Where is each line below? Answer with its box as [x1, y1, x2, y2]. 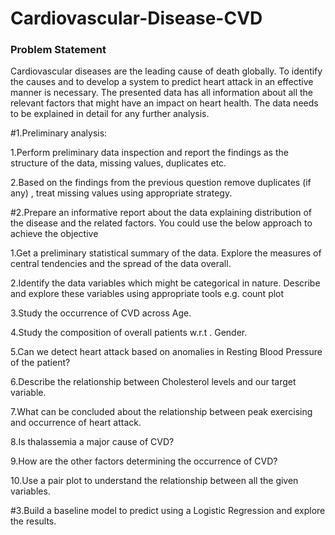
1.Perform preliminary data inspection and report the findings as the [10, 147, 289, 159]
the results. [10, 515, 57, 527]
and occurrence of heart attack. [10, 417, 142, 429]
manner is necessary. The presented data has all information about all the [10, 87, 313, 99]
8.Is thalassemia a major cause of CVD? [10, 436, 175, 448]
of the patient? [10, 357, 71, 369]
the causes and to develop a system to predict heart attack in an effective [10, 76, 314, 88]
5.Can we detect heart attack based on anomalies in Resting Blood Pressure [10, 346, 323, 358]
